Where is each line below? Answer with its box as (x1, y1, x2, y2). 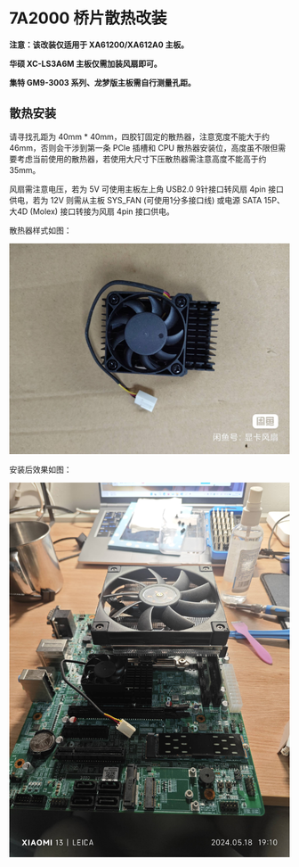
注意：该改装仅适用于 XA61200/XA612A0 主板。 (9, 39, 190, 50)
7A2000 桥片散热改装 (9, 8, 167, 29)
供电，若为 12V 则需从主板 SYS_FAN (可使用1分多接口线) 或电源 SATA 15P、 (9, 194, 285, 205)
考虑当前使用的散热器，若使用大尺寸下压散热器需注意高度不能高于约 (16, 153, 267, 164)
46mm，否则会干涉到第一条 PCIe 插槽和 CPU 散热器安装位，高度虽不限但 (9, 142, 279, 153)
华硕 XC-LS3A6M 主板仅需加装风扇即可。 (9, 58, 162, 69)
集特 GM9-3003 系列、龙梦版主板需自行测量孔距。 (9, 77, 196, 87)
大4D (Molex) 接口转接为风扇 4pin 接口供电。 (9, 206, 175, 217)
